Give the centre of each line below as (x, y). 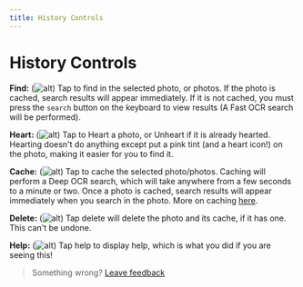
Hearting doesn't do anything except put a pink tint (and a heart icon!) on (146, 144)
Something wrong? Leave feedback (98, 272)
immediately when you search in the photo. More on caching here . (134, 200)
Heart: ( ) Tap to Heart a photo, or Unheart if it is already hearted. (140, 134)
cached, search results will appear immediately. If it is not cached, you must (151, 97)
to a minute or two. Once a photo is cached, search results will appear (141, 191)
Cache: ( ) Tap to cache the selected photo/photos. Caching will (138, 171)
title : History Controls (56, 18)
